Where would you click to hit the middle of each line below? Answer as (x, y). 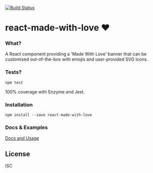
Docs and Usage (22, 138)
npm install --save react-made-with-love (49, 115)
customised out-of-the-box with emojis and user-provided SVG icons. (76, 59)
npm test (14, 83)
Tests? (13, 72)
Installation (19, 104)
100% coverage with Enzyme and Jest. (45, 91)
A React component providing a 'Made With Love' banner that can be (76, 54)
